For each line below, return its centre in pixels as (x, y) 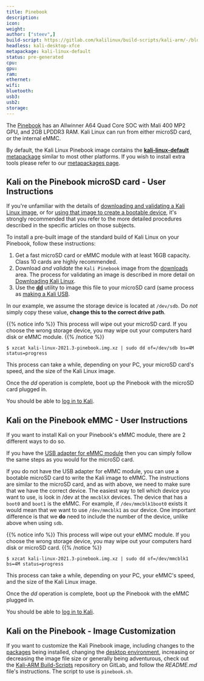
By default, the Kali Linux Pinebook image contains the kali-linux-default (98, 150)
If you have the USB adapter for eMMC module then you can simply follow (99, 453)
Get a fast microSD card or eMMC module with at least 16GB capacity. (103, 255)
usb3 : (13, 97)
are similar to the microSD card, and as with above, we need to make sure (98, 484)
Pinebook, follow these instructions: (51, 244)
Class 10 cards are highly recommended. (66, 262)
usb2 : (13, 102)
